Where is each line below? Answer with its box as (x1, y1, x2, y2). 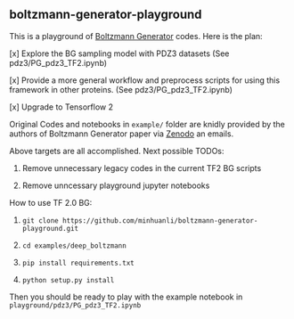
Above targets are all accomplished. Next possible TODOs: (9, 145, 225, 156)
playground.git (21, 224, 79, 233)
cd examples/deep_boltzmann (21, 241, 127, 250)
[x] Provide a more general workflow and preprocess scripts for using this (9, 75, 281, 86)
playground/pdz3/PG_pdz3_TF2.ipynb (9, 300, 142, 310)
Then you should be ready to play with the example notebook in (9, 291, 243, 302)
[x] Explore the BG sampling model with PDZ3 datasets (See (9, 48, 230, 59)
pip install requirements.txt (21, 258, 135, 267)
